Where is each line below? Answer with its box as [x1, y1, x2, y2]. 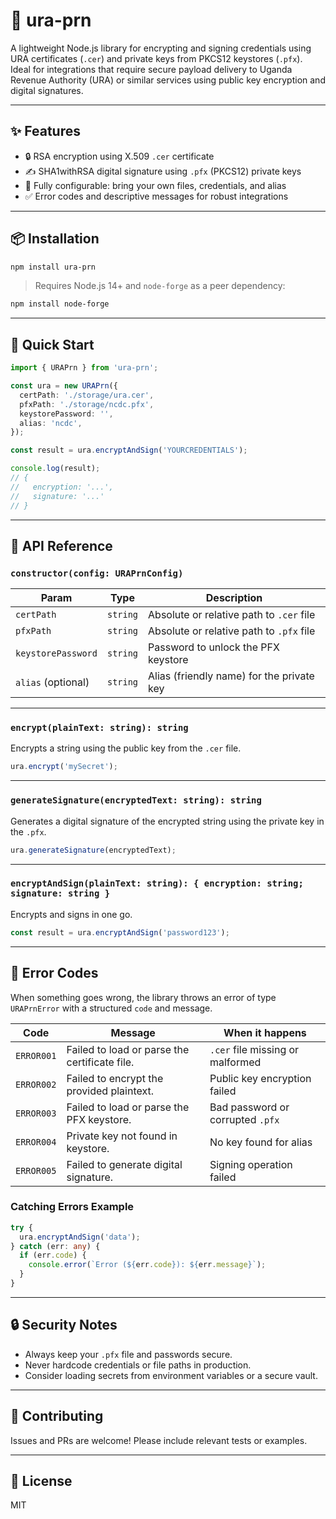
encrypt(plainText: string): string [10, 722, 189, 734]
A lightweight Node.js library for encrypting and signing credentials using [10, 42, 312, 54]
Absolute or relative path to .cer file [148, 608, 316, 622]
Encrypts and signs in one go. [10, 908, 133, 920]
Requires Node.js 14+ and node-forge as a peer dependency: [34, 280, 286, 292]
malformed [209, 1055, 262, 1069]
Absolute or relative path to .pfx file [148, 624, 316, 638]
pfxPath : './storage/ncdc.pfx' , [19, 399, 155, 409]
